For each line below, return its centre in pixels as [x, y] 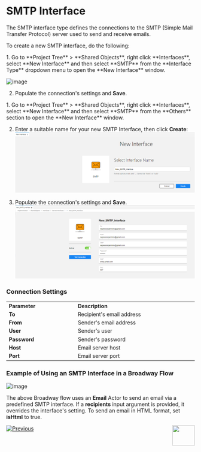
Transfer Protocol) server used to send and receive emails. [79, 34]
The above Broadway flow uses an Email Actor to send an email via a [91, 397]
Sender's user [95, 331]
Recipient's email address [109, 314]
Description [92, 306]
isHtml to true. [24, 417]
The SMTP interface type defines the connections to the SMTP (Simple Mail [100, 28]
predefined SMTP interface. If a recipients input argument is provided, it [95, 404]
